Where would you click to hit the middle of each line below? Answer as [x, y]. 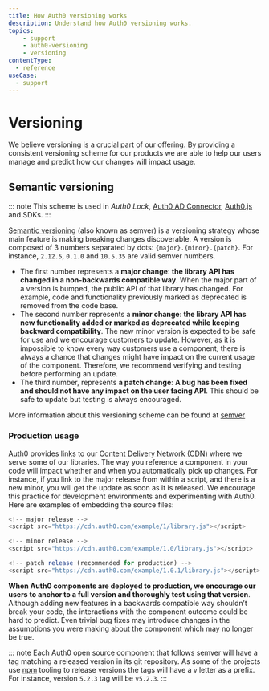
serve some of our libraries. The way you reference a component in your [128, 461]
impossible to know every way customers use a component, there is [132, 348]
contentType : [30, 61]
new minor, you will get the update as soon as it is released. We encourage [132, 487]
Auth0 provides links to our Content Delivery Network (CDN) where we [125, 453]
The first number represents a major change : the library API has [127, 272]
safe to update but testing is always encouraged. [101, 400]
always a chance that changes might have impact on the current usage [137, 357]
